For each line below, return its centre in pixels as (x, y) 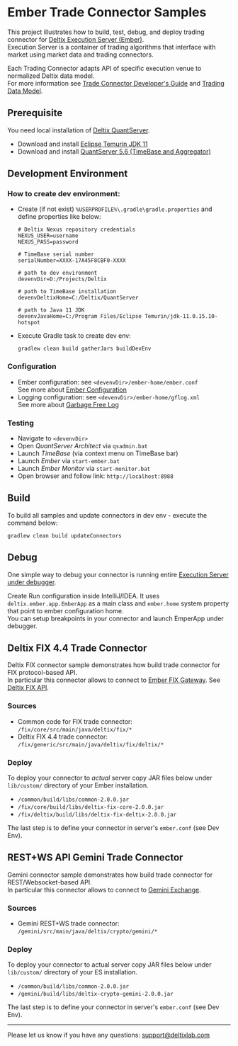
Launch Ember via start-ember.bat (69, 461)
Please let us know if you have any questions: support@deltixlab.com (109, 1035)
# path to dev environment (57, 273)
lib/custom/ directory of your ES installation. (73, 972)
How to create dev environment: (64, 194)
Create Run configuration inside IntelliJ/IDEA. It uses (84, 596)
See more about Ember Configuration (72, 390)
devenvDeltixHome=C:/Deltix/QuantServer (78, 298)
